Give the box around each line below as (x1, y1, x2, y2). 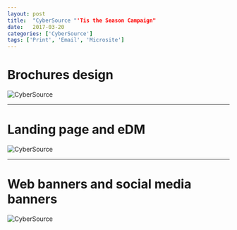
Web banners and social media (7, 176, 192, 193)
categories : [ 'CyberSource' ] (7, 30, 93, 37)
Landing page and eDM (7, 121, 146, 138)
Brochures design (7, 67, 114, 83)
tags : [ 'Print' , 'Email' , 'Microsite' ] (7, 37, 125, 44)
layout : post (7, 10, 46, 18)
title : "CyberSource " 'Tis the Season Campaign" (7, 17, 157, 24)
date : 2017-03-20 (7, 23, 65, 30)
